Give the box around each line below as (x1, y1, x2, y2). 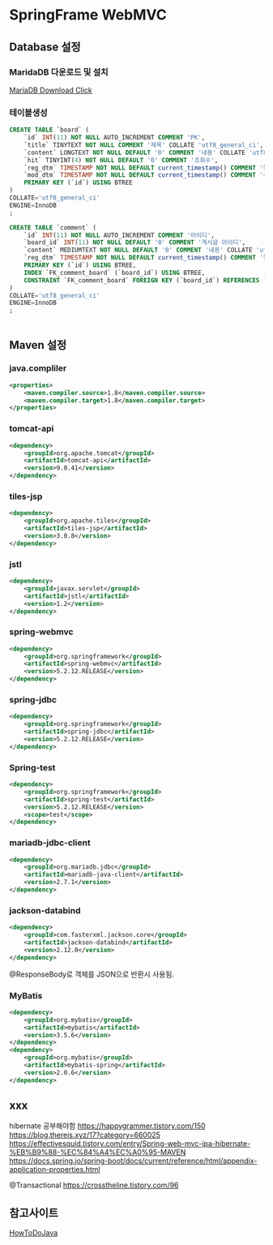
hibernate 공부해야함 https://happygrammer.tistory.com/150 (9, 1121, 206, 1131)
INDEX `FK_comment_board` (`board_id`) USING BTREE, (23, 268, 206, 277)
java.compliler (9, 363, 67, 374)
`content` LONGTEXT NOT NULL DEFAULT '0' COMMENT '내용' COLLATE (23, 148, 245, 157)
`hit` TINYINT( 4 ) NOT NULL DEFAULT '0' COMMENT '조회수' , (23, 156, 219, 164)
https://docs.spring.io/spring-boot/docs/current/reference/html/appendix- (9, 1156, 258, 1166)
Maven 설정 (9, 338, 67, 352)
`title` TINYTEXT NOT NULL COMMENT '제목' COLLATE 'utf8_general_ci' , (23, 140, 264, 149)
